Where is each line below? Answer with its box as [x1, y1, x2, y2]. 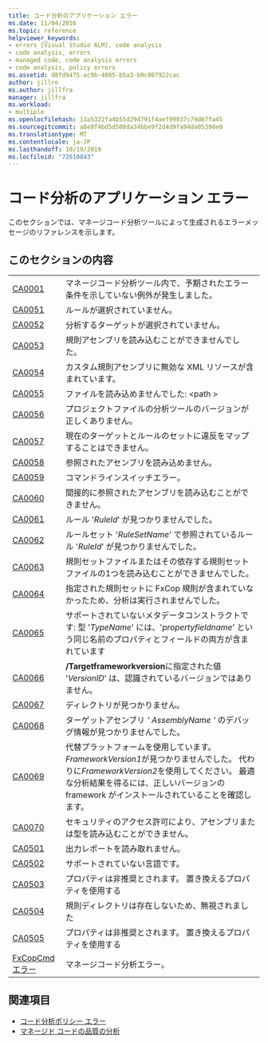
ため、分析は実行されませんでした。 [89, 595, 225, 606]
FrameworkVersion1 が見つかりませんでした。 [65, 753, 237, 764]
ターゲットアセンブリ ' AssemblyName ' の [65, 715, 226, 725]
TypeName [90, 622, 132, 633]
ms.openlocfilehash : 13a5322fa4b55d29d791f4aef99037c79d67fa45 [8, 116, 223, 124]
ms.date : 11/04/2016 [8, 19, 77, 27]
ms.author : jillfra [8, 85, 73, 94]
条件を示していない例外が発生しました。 [65, 290, 218, 300]
